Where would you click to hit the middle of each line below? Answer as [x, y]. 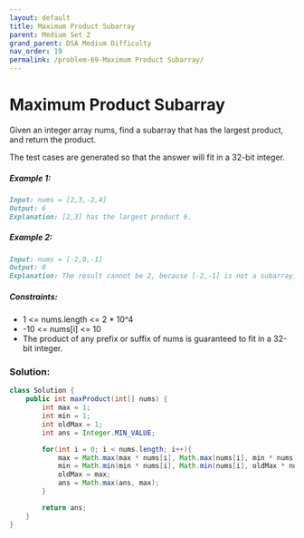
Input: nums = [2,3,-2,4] [58, 200]
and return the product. [53, 139]
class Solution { [42, 391]
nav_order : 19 [36, 52]
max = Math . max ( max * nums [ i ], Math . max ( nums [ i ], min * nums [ [177, 458]
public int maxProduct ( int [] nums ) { [97, 399]
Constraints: [33, 297]
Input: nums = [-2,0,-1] [56, 259]
